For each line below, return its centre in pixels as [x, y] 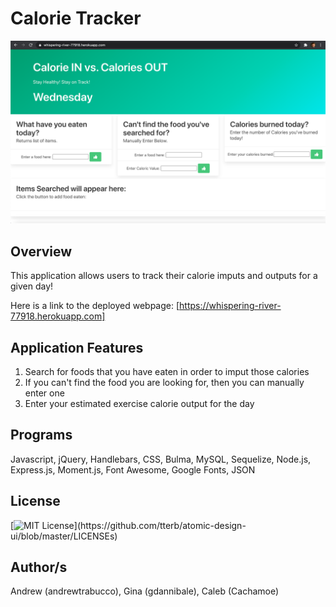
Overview [41, 251]
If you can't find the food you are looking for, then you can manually [164, 382]
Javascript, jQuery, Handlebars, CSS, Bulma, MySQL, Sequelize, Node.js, [161, 459]
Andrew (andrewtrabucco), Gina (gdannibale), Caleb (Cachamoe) [145, 591]
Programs [41, 435]
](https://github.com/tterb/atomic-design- [160, 525]
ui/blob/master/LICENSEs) [64, 536]
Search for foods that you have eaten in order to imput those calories [167, 371]
